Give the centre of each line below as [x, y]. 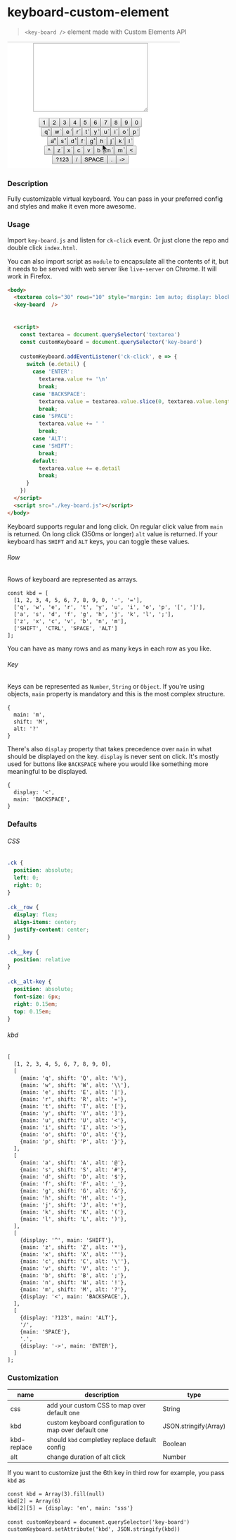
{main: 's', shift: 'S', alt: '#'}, [74, 1170]
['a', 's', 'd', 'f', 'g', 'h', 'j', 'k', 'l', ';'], [94, 614]
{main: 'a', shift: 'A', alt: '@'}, [74, 1163]
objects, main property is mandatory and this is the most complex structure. [116, 694]
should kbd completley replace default [101, 1440]
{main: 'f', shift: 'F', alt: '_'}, [74, 1184]
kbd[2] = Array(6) [34, 1501]
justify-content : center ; [52, 930]
